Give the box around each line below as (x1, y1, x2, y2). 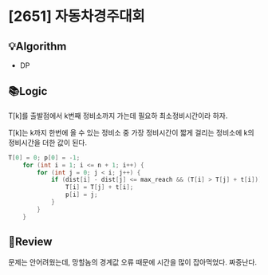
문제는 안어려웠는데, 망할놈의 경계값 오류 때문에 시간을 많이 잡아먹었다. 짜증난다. (8, 257, 258, 267)
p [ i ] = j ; (65, 191, 98, 199)
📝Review (8, 235, 53, 249)
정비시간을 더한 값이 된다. (8, 137, 88, 147)
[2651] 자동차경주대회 (8, 7, 145, 26)
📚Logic (8, 84, 48, 98)
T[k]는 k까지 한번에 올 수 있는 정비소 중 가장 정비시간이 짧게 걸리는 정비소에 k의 (8, 128, 254, 137)
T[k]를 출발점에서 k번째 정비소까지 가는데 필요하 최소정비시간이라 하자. (8, 111, 228, 120)
